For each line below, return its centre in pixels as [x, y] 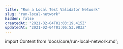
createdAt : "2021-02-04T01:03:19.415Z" [46, 23]
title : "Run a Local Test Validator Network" [52, 9]
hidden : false [20, 18]
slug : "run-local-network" [33, 14]
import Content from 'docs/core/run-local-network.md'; [61, 41]
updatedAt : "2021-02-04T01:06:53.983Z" [46, 28]
